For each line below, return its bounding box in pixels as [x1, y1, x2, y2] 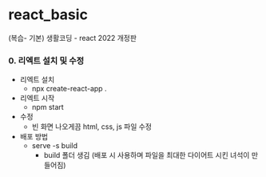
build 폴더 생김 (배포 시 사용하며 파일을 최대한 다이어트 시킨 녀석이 [43, 151, 250, 160]
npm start [31, 103, 64, 112]
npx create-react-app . [31, 84, 107, 94]
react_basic [8, 6, 88, 24]
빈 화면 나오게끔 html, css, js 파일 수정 [31, 122, 152, 131]
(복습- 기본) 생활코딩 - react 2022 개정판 [8, 33, 137, 42]
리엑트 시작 [19, 94, 55, 103]
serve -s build [31, 141, 78, 151]
